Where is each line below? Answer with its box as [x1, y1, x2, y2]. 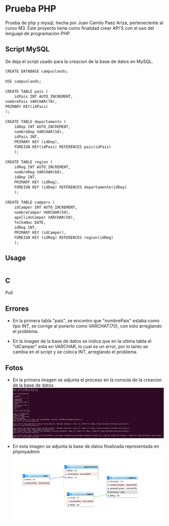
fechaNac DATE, [14, 220, 46, 225]
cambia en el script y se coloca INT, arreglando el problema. [12, 349, 138, 355]
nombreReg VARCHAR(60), [14, 169, 64, 174]
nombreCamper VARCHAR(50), [14, 210, 71, 215]
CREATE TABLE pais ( [5, 89, 49, 94]
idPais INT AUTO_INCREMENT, [14, 94, 73, 99]
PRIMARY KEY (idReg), [14, 179, 59, 184]
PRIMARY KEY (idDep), [14, 139, 59, 144]
